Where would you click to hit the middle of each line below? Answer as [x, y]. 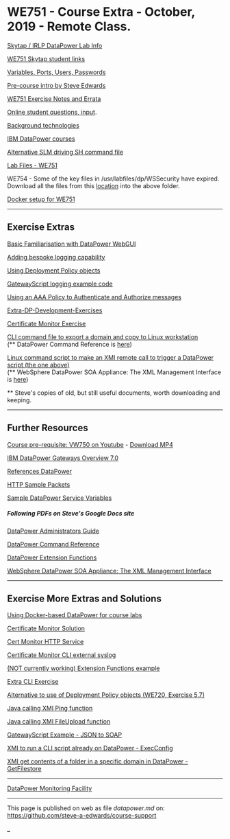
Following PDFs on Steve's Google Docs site [71, 514]
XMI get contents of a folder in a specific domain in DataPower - [98, 761]
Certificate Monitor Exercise [47, 323]
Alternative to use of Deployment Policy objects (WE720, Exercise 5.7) [106, 695]
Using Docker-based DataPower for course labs [75, 615]
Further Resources [48, 428]
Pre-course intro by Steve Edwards [56, 85]
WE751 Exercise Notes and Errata [54, 99]
